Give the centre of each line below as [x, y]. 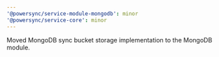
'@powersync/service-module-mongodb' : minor [72, 14]
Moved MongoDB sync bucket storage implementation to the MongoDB [109, 40]
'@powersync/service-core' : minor [57, 20]
